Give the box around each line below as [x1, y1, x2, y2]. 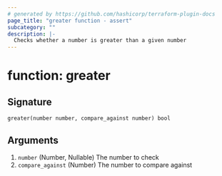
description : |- [7, 30, 56, 38]
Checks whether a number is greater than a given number [14, 37, 187, 44]
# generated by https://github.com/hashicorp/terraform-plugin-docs [7, 10, 216, 18]
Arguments [7, 134, 59, 146]
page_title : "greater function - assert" [7, 17, 133, 24]
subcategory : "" [7, 24, 56, 31]
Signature [7, 95, 52, 108]
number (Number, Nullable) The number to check [17, 152, 159, 161]
